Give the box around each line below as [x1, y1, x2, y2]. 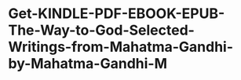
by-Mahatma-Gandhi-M [8, 55, 167, 73]
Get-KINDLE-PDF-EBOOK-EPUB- [8, 5, 225, 23]
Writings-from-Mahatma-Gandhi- [8, 38, 234, 56]
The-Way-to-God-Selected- [8, 21, 195, 39]
